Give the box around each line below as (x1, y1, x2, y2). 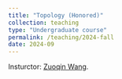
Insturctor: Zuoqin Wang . (8, 62, 89, 71)
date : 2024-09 (8, 41, 55, 48)
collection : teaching (8, 19, 79, 27)
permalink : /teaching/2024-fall (8, 33, 114, 41)
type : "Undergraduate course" (8, 26, 108, 34)
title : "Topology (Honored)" (8, 11, 104, 20)
